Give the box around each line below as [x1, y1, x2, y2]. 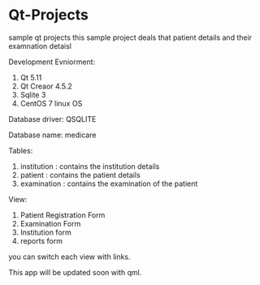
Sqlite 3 [19, 89, 46, 99]
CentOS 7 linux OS [19, 98, 83, 108]
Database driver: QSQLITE [8, 114, 97, 123]
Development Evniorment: [8, 57, 96, 67]
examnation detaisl [8, 41, 71, 50]
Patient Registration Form [19, 209, 106, 220]
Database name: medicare [8, 130, 97, 140]
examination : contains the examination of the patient [19, 179, 198, 188]
